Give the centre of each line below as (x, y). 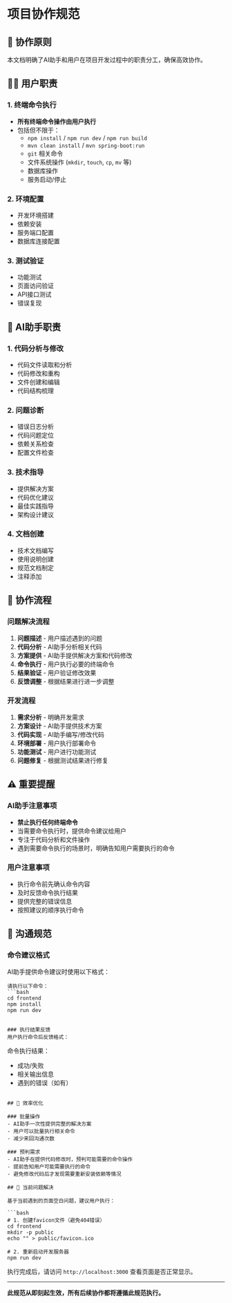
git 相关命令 (45, 153)
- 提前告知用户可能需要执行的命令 (49, 1166)
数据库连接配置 (38, 241)
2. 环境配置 (26, 199)
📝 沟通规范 (29, 934)
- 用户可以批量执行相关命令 (41, 1131)
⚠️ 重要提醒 (31, 784)
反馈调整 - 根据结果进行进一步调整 (66, 681)
